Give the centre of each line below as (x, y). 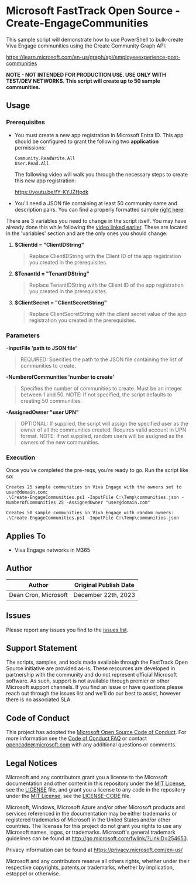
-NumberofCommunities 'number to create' (60, 377)
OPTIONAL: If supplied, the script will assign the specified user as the (104, 423)
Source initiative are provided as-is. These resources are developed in (91, 668)
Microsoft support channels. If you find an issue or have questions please (94, 687)
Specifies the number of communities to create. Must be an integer (101, 388)
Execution (21, 457)
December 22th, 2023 (104, 595)
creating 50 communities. (51, 400)
